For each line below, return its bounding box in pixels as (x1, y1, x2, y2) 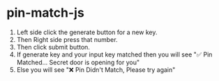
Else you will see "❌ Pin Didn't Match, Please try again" (16, 65, 176, 74)
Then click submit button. (16, 43, 90, 51)
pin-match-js (6, 5, 84, 21)
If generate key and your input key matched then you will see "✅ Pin (16, 50, 213, 59)
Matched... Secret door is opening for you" (16, 58, 140, 66)
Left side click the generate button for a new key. (16, 28, 158, 36)
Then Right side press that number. (16, 35, 118, 43)
